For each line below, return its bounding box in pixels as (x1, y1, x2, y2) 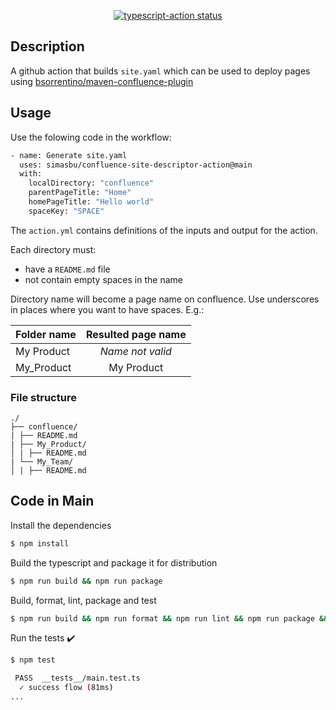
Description (10, 38, 85, 55)
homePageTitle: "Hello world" (28, 197, 155, 207)
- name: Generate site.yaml (10, 150, 128, 160)
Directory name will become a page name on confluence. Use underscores (10, 293, 320, 305)
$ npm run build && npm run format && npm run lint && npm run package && (10, 613, 329, 624)
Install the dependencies (10, 519, 112, 531)
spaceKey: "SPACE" (28, 206, 105, 216)
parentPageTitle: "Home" (28, 188, 132, 198)
